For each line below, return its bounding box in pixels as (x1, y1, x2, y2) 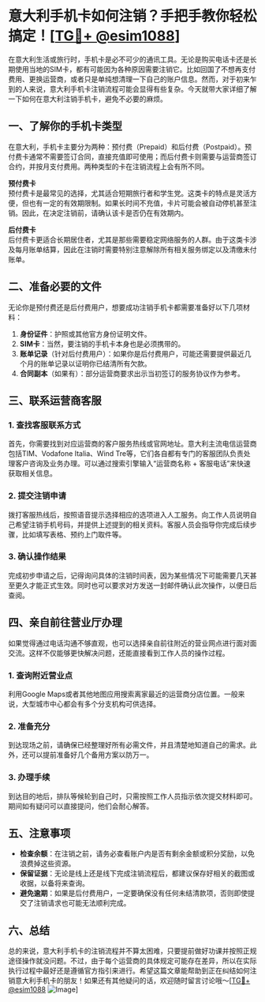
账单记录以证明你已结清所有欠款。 (40, 359, 151, 368)
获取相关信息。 (8, 469, 57, 478)
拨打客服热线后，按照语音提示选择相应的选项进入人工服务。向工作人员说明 (8, 510, 250, 519)
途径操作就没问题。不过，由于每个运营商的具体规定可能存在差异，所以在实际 (8, 956, 257, 966)
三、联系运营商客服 (8, 394, 102, 407)
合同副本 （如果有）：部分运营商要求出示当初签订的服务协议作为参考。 (19, 368, 244, 378)
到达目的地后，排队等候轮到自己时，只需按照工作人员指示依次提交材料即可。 (8, 791, 257, 800)
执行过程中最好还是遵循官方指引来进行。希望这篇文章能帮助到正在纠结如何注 (8, 966, 257, 976)
